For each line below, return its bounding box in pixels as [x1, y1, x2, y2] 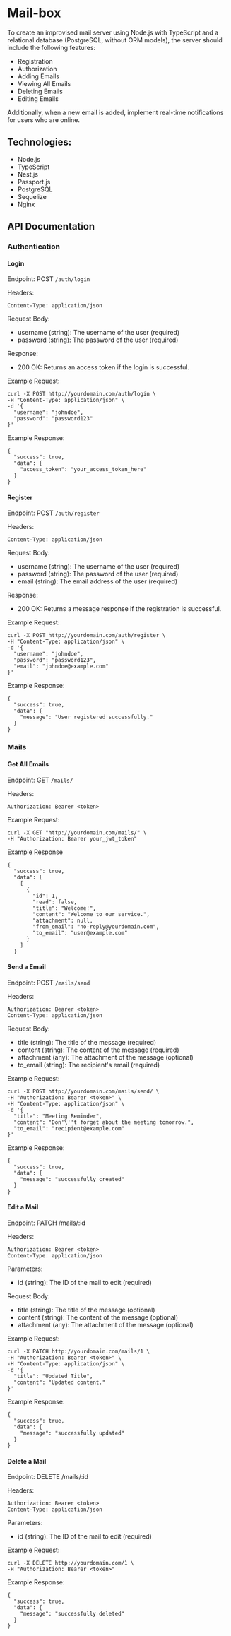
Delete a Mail [7, 1457, 47, 1465]
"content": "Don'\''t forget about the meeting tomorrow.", [13, 1118, 194, 1126]
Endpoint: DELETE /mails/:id [7, 1473, 89, 1481]
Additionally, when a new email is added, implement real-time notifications [7, 108, 224, 117]
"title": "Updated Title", [13, 1373, 93, 1380]
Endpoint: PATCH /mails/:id [7, 1219, 86, 1227]
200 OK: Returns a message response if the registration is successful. [17, 605, 222, 613]
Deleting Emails [17, 87, 64, 95]
